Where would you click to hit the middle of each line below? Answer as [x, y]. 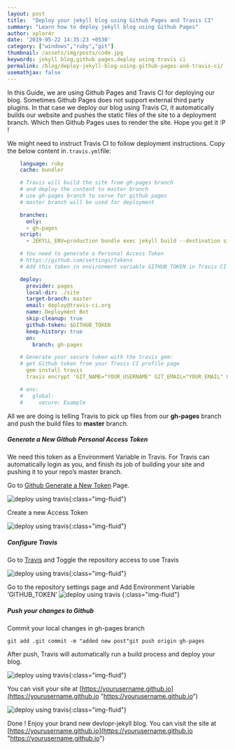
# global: [37, 396]
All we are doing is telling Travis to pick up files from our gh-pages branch [114, 416]
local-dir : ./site [52, 292]
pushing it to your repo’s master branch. [65, 472]
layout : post [26, 14]
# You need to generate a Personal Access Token [92, 254]
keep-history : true [54, 331]
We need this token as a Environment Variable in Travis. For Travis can [108, 457]
